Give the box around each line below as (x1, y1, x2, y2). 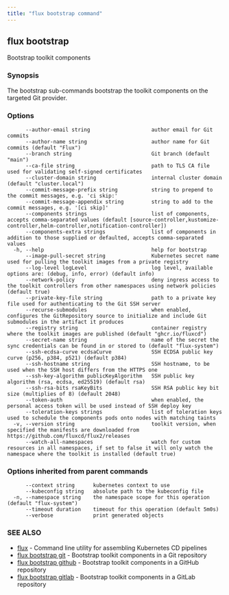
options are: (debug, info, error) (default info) (7, 270, 155, 278)
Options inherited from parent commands (7, 466, 149, 476)
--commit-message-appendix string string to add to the (25, 198, 213, 206)
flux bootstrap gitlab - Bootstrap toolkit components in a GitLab (16, 572, 195, 581)
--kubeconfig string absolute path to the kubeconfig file (25, 488, 204, 495)
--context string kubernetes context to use (25, 482, 170, 489)
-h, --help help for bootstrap (13, 246, 207, 254)
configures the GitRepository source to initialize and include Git (7, 313, 207, 320)
